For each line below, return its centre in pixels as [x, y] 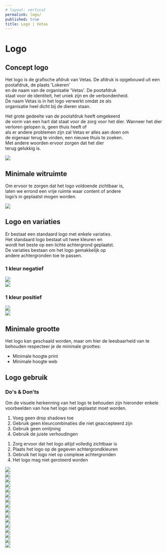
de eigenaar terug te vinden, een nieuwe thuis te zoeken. [64, 138]
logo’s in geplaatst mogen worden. [41, 197]
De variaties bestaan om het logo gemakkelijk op [56, 250]
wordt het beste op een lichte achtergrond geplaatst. [60, 245]
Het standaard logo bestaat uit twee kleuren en [54, 239]
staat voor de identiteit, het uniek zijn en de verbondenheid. [67, 96]
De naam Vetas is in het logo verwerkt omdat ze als [58, 101]
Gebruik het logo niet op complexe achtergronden [64, 454]
